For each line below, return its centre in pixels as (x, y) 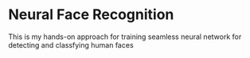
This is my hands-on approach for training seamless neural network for (125, 37)
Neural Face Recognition (91, 15)
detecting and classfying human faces (71, 44)
